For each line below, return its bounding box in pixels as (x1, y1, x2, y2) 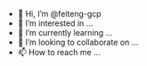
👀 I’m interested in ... (17, 18, 94, 29)
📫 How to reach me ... (17, 47, 101, 57)
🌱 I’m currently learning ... (17, 28, 113, 37)
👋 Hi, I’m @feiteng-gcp (17, 9, 102, 19)
